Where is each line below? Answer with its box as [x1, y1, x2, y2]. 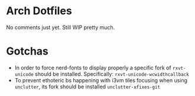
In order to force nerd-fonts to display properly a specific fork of [14, 64, 171, 71]
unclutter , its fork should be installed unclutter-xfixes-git [14, 83, 161, 90]
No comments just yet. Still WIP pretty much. [6, 24, 115, 31]
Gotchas [6, 44, 49, 58]
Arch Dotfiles [6, 4, 72, 18]
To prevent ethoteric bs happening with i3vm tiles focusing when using [14, 76, 188, 84]
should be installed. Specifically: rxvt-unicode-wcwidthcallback [34, 70, 189, 78]
